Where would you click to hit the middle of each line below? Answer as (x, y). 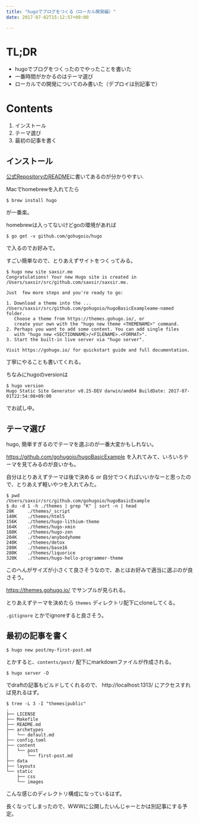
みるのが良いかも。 (55, 464)
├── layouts (21, 766)
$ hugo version (25, 386)
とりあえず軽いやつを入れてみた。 (58, 484)
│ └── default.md (30, 735)
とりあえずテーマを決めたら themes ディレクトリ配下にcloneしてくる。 (92, 603)
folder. (16, 314)
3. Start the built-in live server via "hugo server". (75, 340)
